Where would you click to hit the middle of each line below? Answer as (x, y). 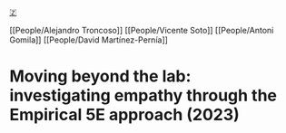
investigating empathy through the (143, 95)
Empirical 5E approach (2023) (125, 115)
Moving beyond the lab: (100, 76)
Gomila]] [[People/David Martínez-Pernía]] (89, 40)
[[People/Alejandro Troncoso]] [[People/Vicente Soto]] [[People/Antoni (142, 30)
